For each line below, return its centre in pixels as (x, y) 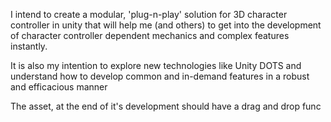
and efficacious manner (59, 87)
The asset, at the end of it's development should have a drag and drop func (166, 106)
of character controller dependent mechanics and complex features (150, 35)
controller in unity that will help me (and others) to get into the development (166, 25)
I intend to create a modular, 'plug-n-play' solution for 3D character (149, 14)
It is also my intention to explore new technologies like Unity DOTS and (156, 65)
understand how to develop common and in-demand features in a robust (160, 76)
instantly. (29, 46)
